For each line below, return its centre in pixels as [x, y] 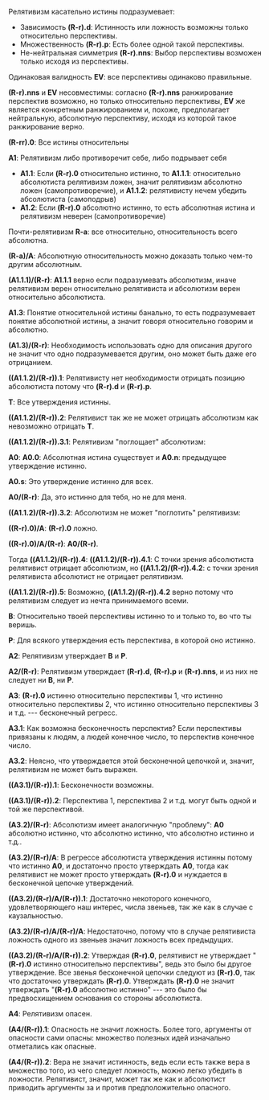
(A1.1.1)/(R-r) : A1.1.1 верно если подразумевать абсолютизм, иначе [122, 280]
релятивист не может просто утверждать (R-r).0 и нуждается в [118, 874]
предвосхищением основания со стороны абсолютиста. [105, 998]
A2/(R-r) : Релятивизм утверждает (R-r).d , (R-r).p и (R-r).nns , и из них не [133, 671]
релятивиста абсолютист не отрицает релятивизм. [96, 577]
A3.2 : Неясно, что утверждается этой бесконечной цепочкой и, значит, [131, 761]
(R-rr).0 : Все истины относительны [69, 142]
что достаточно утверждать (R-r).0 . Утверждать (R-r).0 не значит [122, 981]
